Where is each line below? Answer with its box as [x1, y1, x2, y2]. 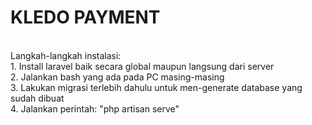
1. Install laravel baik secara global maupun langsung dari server [10, 60, 275, 72]
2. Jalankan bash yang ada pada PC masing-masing [10, 71, 225, 83]
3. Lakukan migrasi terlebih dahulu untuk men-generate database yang [10, 81, 303, 93]
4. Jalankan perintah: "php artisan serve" [10, 102, 180, 115]
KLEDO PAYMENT [10, 6, 161, 29]
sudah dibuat [10, 92, 65, 104]
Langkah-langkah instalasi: [10, 49, 122, 61]
